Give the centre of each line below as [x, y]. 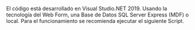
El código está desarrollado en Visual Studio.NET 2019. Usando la [87, 9]
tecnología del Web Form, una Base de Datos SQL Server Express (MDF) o [97, 15]
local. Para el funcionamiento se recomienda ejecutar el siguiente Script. [95, 21]
